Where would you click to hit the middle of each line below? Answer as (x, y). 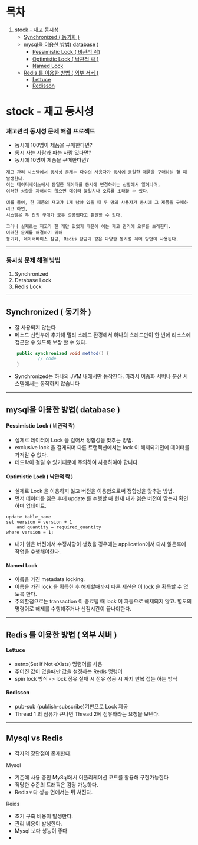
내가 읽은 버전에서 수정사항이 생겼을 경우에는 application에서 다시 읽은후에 (100, 544)
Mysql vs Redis (35, 738)
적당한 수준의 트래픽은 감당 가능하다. (56, 784)
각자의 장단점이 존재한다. (43, 753)
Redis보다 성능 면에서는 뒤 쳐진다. (54, 792)
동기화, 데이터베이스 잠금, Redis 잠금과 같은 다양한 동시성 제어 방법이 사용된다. (92, 239)
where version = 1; (30, 532)
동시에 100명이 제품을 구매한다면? (53, 145)
